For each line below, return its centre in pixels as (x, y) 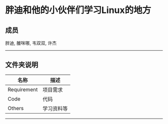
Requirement (23, 89)
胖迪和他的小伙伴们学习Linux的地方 (78, 10)
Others (16, 108)
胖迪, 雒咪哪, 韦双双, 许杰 (31, 43)
